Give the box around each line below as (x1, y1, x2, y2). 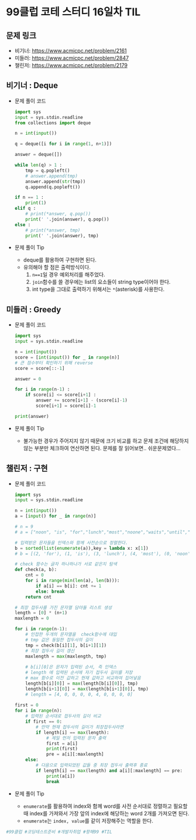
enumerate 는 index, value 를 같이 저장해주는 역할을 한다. (23, 817, 153, 824)
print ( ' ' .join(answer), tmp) (25, 233, 99, 239)
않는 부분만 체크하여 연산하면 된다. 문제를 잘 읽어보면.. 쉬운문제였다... (23, 444, 181, 451)
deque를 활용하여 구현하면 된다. (23, 256, 97, 264)
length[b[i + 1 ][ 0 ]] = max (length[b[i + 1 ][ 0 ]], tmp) (25, 686, 149, 692)
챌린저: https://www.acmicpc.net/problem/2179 (14, 62, 128, 69)
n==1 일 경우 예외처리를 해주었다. (32, 271, 105, 278)
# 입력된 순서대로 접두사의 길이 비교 (25, 713, 101, 719)
